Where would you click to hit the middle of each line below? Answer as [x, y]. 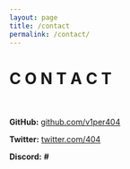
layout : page [34, 17]
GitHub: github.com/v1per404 [65, 123]
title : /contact [39, 26]
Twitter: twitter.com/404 [55, 139]
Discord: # [29, 156]
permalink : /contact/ [50, 34]
